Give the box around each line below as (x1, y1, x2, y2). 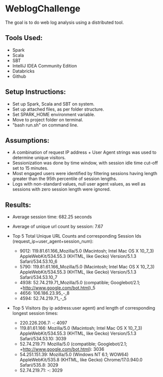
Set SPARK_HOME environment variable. (12, 111, 96, 117)
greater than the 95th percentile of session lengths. (12, 176, 117, 182)
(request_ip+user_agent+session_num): (12, 239, 94, 245)
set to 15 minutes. (12, 165, 49, 171)
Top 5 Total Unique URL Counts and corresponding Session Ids (12, 233, 142, 239)
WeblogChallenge (5, 3, 81, 14)
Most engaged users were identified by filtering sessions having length (12, 171, 158, 177)
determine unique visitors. (12, 155, 66, 161)
